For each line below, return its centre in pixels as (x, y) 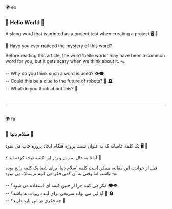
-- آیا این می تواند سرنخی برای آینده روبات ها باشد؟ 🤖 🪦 (59, 193)
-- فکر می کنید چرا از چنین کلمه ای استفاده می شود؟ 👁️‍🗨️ (61, 185)
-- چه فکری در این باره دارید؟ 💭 (36, 200)
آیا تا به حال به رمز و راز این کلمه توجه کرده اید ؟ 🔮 (53, 157)
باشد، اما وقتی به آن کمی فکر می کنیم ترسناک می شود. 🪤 (61, 173)
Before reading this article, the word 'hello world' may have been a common (85, 56)
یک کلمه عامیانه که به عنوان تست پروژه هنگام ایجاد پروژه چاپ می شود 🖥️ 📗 (77, 145)
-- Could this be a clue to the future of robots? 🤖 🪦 (59, 81)
